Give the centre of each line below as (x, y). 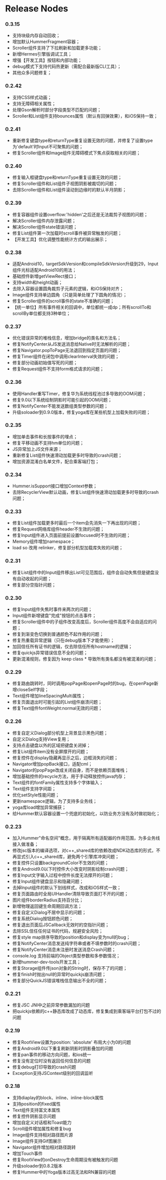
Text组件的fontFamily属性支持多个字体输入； (58, 782)
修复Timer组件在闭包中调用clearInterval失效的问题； (66, 356)
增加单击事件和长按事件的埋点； (45, 436)
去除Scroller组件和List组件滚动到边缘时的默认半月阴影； (69, 190)
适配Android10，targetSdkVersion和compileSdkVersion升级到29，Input (85, 264)
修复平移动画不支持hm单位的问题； (48, 443)
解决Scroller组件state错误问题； (45, 227)
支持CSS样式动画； (32, 97)
